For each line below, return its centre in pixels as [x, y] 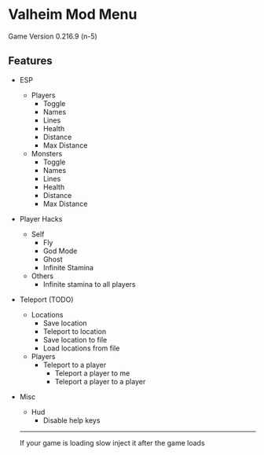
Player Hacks [41, 218]
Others [42, 276]
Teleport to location [75, 331]
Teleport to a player [75, 365]
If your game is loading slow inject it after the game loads [112, 442]
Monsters [47, 153]
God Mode [60, 251]
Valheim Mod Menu [73, 15]
